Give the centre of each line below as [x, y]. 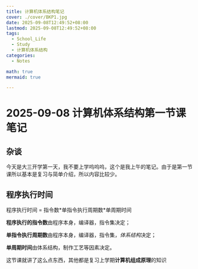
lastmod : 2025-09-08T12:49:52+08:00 [51, 28]
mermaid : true [24, 77]
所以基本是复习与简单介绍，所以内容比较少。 [65, 174]
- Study [21, 45]
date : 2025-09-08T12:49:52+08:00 [47, 22]
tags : [13, 34]
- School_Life [29, 39]
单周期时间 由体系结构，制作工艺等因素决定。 [61, 248]
